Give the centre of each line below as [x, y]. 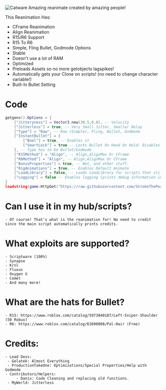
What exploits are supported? [67, 243]
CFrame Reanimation [34, 27]
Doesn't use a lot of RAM [38, 58]
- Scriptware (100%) [26, 257]
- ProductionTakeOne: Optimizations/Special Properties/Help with [77, 365]
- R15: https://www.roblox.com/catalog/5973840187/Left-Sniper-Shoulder [82, 315]
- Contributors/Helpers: [31, 374]
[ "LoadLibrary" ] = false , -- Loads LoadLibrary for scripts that [83, 173]
